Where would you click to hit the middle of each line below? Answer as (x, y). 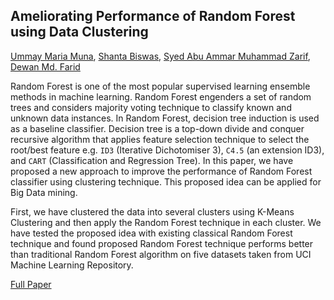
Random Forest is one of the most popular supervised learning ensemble (160, 86)
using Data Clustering (79, 32)
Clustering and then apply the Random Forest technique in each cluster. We (166, 222)
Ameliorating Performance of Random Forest (153, 16)
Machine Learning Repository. (72, 265)
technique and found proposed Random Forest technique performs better (162, 243)
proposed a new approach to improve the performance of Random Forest (161, 171)
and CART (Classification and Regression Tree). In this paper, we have (152, 160)
